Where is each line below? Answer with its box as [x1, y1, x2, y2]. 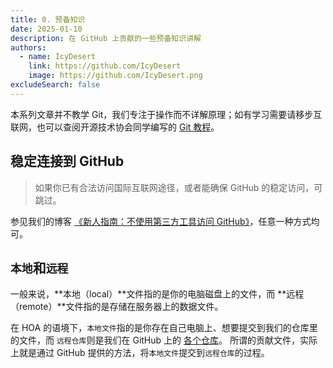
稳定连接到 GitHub [10, 153, 125, 170]
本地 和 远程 [10, 259, 69, 276]
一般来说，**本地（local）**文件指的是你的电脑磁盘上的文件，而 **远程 [10, 288, 305, 300]
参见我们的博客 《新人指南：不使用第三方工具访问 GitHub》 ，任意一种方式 [10, 215, 312, 227]
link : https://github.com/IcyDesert [28, 61, 182, 71]
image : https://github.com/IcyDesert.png [28, 71, 203, 81]
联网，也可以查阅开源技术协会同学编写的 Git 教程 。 [10, 121, 220, 133]
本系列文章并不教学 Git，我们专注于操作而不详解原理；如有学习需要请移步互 [10, 108, 323, 120]
